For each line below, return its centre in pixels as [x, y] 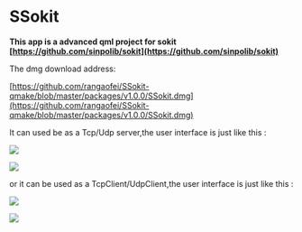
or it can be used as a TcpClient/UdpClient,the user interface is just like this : [151, 183]
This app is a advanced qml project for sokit [93, 42]
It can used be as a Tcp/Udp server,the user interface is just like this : [138, 132]
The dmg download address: [63, 69]
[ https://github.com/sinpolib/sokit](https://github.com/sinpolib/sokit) [144, 51]
